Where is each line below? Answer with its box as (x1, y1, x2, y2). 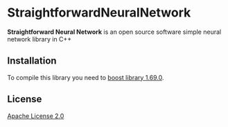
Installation (7, 55, 57, 67)
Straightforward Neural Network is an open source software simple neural (7, 28, 222, 36)
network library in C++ (7, 35, 72, 43)
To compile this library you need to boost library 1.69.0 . (7, 73, 164, 81)
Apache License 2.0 (7, 112, 64, 120)
